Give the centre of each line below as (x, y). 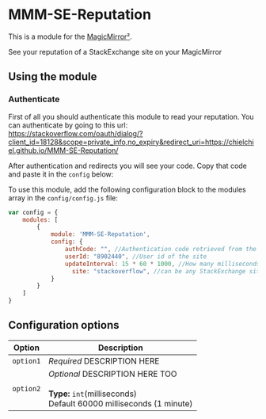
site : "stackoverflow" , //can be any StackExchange (159, 271)
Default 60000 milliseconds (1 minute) (121, 403)
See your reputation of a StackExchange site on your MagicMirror (115, 51)
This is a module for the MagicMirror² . (70, 36)
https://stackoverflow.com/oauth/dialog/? (76, 133)
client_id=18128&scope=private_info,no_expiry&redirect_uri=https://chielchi (131, 142)
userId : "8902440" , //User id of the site (136, 256)
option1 (27, 361)
